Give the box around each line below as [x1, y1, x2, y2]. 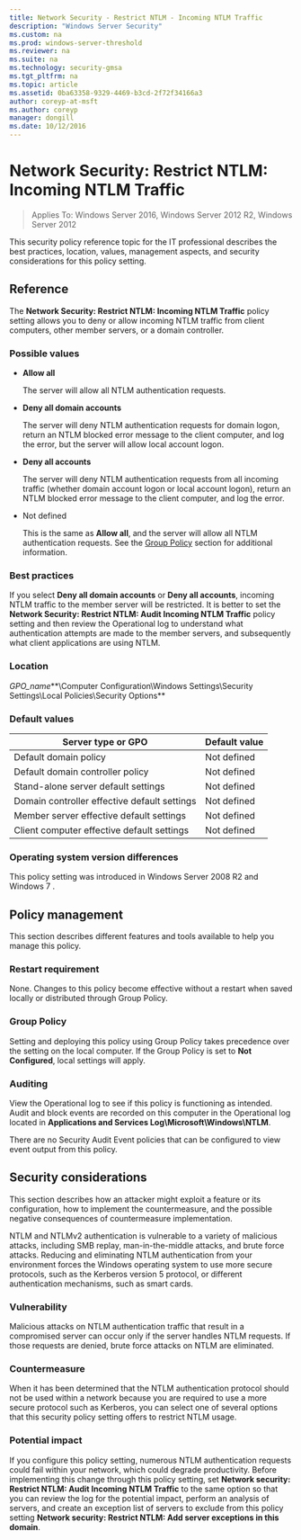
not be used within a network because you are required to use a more [9, 1392, 268, 1403]
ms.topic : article [9, 80, 78, 89]
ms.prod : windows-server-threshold [9, 38, 143, 48]
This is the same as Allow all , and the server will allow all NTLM [22, 528, 258, 539]
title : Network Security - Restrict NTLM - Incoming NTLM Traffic [9, 13, 263, 22]
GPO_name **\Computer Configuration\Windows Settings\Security [9, 680, 253, 691]
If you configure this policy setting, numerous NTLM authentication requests [9, 1455, 292, 1465]
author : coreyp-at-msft [9, 96, 99, 106]
